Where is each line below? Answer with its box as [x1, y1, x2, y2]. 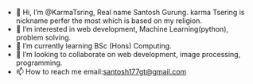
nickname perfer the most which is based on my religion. [15, 16, 203, 25]
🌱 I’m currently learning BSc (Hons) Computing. [15, 41, 173, 51]
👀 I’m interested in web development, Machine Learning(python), [15, 25, 229, 33]
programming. [15, 58, 63, 67]
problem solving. [15, 32, 72, 42]
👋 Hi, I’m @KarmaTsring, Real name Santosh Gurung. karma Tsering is [15, 8, 245, 17]
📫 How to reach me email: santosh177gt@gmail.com [15, 67, 187, 76]
